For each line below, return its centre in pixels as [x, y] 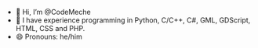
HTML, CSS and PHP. [50, 28]
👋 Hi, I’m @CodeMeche [53, 12]
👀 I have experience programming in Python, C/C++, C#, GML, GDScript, [133, 20]
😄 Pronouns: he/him [49, 36]
